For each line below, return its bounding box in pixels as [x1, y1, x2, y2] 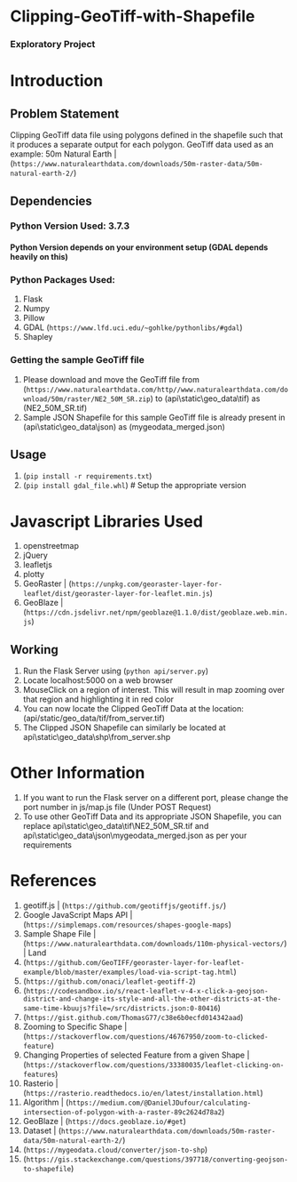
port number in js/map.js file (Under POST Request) [22, 802, 212, 813]
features [22, 1070, 56, 1080]
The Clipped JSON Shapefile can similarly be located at [22, 722, 226, 733]
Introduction [10, 71, 104, 91]
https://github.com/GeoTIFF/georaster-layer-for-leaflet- [26, 959, 245, 968]
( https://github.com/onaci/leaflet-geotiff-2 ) [22, 976, 196, 986]
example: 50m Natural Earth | [10, 149, 117, 159]
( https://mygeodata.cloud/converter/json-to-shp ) [22, 1145, 208, 1155]
